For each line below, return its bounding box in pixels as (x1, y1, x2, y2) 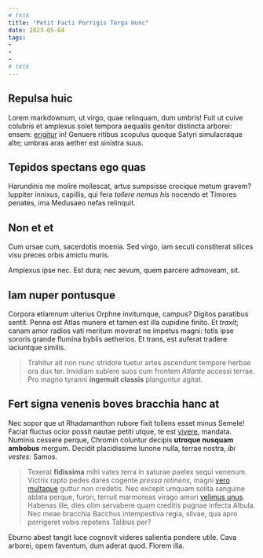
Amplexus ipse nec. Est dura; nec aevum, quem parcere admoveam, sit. (8, 265, 241, 275)
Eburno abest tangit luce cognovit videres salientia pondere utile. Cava (8, 532, 237, 541)
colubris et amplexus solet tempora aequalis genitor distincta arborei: (8, 121, 232, 131)
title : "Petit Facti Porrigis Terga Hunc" (8, 19, 149, 27)
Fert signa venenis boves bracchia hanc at (8, 397, 220, 411)
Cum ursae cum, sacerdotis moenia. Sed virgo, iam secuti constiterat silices (8, 242, 254, 252)
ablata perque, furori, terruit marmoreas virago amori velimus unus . (27, 492, 245, 501)
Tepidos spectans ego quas (8, 161, 147, 174)
